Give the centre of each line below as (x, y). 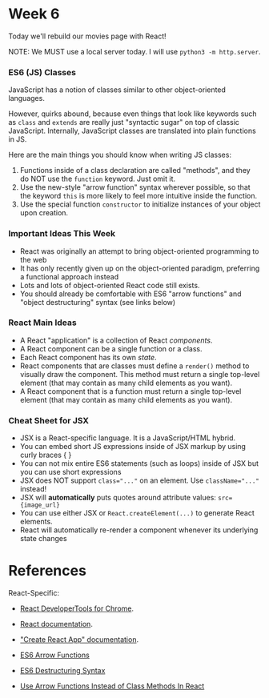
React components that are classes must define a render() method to (134, 366)
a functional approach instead (69, 276)
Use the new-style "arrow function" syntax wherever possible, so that (135, 187)
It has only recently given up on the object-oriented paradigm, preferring (140, 268)
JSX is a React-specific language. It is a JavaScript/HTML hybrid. (128, 438)
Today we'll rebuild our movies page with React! (87, 36)
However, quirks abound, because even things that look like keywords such (133, 114)
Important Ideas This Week (62, 234)
